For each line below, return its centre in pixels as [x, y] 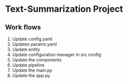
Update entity [26, 49]
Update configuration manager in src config [57, 55]
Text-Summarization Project [64, 9]
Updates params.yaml [34, 44]
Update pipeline [28, 65]
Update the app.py [31, 75]
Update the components [37, 60]
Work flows [23, 27]
